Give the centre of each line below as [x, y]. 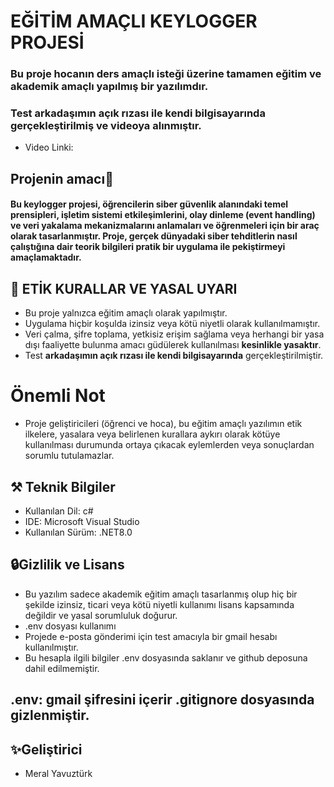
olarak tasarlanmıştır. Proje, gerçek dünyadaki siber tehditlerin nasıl [154, 236]
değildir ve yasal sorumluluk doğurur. [101, 615]
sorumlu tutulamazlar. [69, 456]
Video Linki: [49, 147]
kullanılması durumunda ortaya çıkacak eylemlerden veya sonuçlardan [169, 445]
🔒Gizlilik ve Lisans [67, 565]
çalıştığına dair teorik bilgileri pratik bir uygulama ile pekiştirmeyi [148, 247]
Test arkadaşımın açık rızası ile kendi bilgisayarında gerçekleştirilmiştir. [174, 356]
